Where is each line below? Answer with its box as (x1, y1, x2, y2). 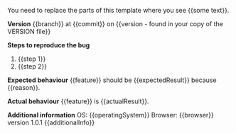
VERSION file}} (7, 28, 51, 35)
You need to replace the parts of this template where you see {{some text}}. (7, 6, 230, 14)
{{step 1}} (17, 54, 46, 63)
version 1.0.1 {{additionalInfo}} (7, 118, 95, 127)
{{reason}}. (7, 83, 41, 91)
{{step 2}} (17, 62, 48, 70)
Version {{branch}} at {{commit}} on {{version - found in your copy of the (7, 20, 224, 28)
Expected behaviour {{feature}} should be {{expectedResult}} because (7, 76, 217, 84)
